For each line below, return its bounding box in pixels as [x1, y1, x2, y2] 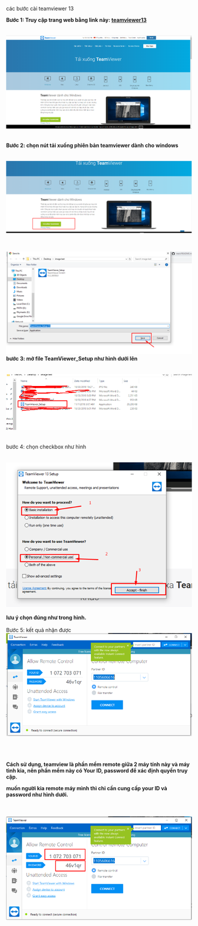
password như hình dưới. [6, 791, 69, 799]
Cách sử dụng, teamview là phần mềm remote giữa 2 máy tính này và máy [6, 761, 190, 768]
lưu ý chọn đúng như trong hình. [6, 614, 87, 621]
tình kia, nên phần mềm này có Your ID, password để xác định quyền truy [6, 767, 188, 774]
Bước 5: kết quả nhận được [6, 627, 72, 634]
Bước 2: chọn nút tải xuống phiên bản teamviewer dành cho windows [6, 142, 179, 149]
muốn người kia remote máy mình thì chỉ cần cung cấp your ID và [6, 785, 167, 792]
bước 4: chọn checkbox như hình [6, 443, 87, 450]
